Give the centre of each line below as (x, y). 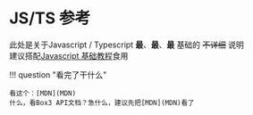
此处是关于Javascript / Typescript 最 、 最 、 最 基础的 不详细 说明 (126, 45)
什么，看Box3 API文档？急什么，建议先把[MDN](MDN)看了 (102, 103)
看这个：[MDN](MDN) (43, 93)
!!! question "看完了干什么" (58, 74)
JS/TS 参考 (50, 18)
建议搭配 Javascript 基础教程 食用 (69, 55)
